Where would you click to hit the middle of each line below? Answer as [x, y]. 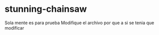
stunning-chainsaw [46, 9]
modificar [14, 28]
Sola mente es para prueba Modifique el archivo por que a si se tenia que [79, 23]
